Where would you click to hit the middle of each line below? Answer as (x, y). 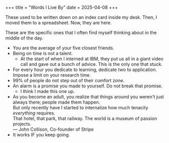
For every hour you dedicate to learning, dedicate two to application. (85, 69)
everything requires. (34, 113)
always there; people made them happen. (56, 102)
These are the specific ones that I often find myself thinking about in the (81, 32)
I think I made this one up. (47, 91)
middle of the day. (24, 38)
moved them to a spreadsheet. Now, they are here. (59, 23)
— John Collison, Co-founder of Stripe (53, 129)
